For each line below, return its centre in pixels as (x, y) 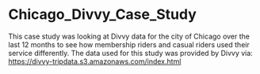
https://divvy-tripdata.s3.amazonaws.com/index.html (95, 61)
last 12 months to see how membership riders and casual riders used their (129, 44)
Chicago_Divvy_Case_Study (102, 15)
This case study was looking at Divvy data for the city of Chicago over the (129, 36)
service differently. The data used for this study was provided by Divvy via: (131, 53)
